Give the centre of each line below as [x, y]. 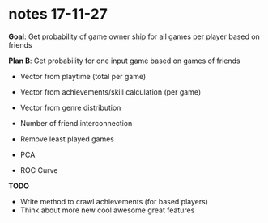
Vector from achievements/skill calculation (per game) [111, 92]
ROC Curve [39, 170]
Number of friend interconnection [76, 123]
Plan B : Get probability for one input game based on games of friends [124, 61]
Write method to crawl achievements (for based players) [114, 201]
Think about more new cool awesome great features [107, 210]
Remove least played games [67, 139]
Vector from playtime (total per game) [83, 76]
